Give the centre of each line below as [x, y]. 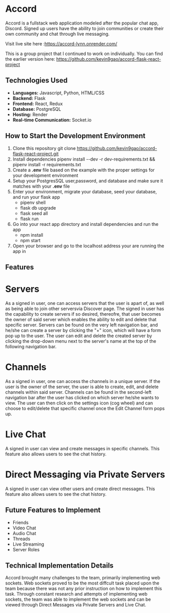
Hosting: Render [30, 114]
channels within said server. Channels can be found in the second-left [78, 392]
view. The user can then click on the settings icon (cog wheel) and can [79, 403]
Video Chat [24, 528]
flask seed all [34, 213]
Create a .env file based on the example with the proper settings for [83, 170]
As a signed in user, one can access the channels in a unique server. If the [83, 381]
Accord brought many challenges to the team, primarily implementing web [83, 578]
